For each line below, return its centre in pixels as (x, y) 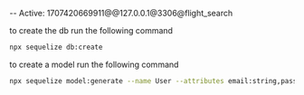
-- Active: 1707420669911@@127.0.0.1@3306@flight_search (121, 13)
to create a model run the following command (94, 64)
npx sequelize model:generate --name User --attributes (117, 81)
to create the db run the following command (91, 30)
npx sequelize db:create (56, 47)
